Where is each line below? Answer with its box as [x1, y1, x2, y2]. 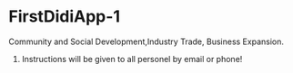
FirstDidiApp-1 [8, 6, 120, 27]
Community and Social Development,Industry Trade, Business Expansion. [8, 36, 284, 47]
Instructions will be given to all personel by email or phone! [21, 53, 243, 64]
